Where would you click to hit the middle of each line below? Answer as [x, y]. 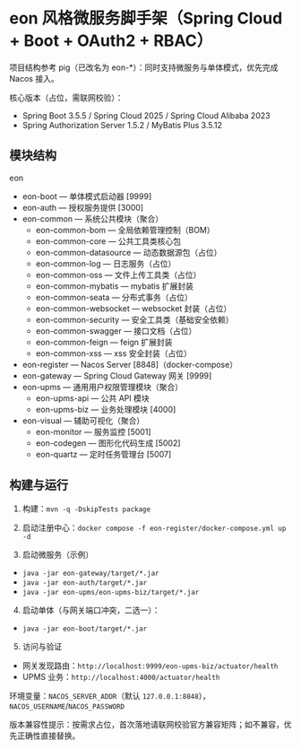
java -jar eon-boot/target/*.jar [85, 629]
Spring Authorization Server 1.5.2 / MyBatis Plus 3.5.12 [122, 125]
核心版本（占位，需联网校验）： [66, 97]
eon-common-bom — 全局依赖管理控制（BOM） [125, 230]
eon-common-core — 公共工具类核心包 [108, 241]
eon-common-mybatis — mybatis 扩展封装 [115, 286]
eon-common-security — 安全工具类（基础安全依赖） [135, 319]
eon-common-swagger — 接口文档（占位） [116, 331]
